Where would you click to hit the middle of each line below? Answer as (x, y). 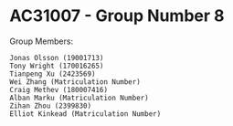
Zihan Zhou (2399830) (51, 106)
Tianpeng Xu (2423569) (53, 74)
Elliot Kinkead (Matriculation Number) (85, 114)
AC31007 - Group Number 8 (117, 16)
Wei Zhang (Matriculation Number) (75, 82)
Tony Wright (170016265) (57, 66)
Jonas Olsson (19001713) (57, 58)
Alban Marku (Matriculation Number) (79, 98)
